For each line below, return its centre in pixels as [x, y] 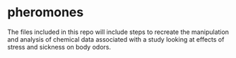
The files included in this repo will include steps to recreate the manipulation [118, 32]
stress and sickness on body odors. [59, 47]
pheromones [46, 12]
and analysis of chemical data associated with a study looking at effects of [116, 39]
